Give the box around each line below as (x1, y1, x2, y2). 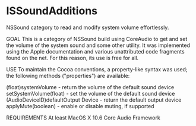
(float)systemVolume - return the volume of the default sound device (6, 83, 175, 90)
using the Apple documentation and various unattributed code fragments (6, 48, 185, 55)
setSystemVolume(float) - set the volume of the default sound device (6, 90, 175, 97)
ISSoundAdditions (6, 4, 98, 18)
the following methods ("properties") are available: (6, 72, 130, 79)
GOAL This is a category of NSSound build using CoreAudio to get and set (6, 35, 188, 42)
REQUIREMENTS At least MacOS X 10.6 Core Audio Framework (6, 114, 160, 121)
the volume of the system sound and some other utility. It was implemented (6, 42, 191, 49)
